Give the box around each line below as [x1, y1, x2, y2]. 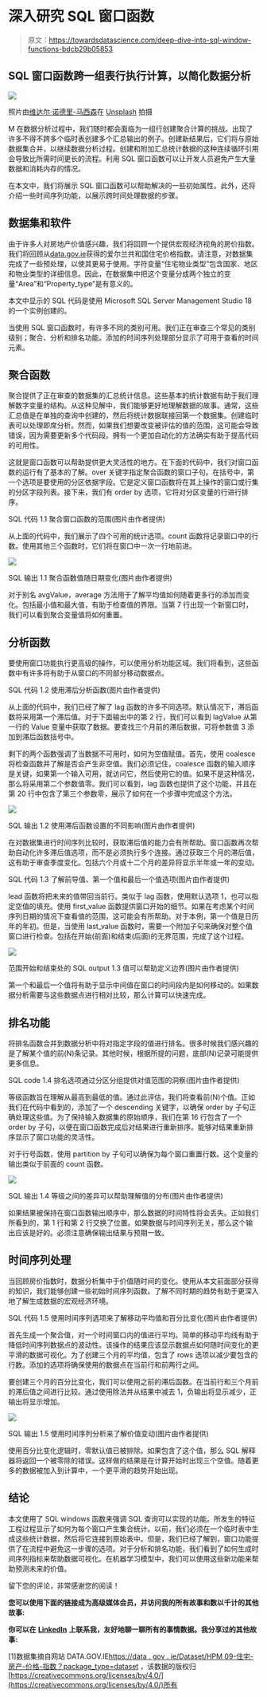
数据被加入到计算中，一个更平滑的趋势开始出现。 [21, 1465, 183, 1475]
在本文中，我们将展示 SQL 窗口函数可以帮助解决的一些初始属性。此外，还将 [8, 180, 256, 190]
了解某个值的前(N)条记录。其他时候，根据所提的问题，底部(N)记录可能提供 [14, 1049, 259, 1057]
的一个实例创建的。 [8, 305, 72, 315]
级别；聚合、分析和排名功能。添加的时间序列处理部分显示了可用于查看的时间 [8, 333, 259, 342]
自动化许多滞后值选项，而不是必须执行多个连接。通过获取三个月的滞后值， [14, 848, 259, 857]
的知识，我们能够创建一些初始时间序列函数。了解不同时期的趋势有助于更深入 [8, 1286, 259, 1296]
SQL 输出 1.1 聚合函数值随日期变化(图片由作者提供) [8, 573, 172, 583]
